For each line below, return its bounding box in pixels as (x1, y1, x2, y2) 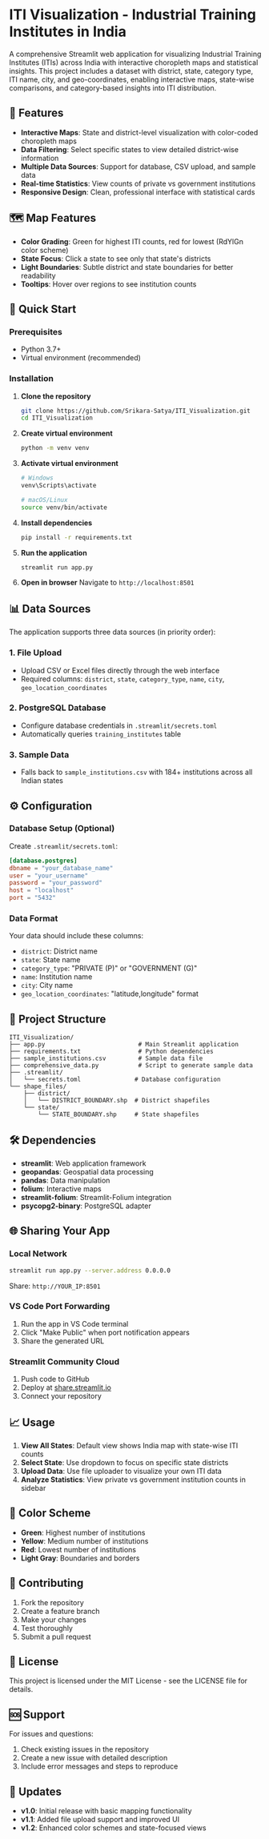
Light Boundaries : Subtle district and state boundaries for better (20, 262, 234, 271)
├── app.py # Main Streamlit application (9, 1041, 239, 1049)
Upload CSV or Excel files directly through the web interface (20, 665, 220, 675)
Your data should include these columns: (9, 931, 143, 941)
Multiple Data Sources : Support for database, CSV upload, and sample (20, 162, 256, 171)
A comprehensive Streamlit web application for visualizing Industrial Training (9, 49, 262, 58)
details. (9, 1684, 34, 1694)
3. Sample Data (9, 749, 70, 760)
